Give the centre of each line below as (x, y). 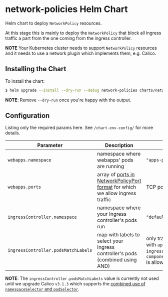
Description (119, 145)
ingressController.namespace (42, 217)
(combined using (117, 260)
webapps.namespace (29, 160)
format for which (117, 187)
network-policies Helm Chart (67, 9)
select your (110, 241)
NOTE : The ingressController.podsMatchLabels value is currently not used (82, 278)
